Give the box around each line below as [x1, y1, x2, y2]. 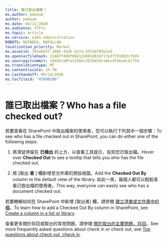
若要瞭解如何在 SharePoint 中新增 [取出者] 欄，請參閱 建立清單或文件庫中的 [5, 198, 160, 204]
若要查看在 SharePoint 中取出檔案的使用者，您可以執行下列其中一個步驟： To [5, 127, 162, 133]
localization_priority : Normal [5, 44, 70, 49]
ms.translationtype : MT [5, 63, 55, 68]
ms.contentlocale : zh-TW [5, 68, 57, 73]
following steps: [5, 138, 38, 144]
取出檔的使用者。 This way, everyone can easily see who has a [21, 182, 150, 188]
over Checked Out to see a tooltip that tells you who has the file [12, 154, 144, 160]
